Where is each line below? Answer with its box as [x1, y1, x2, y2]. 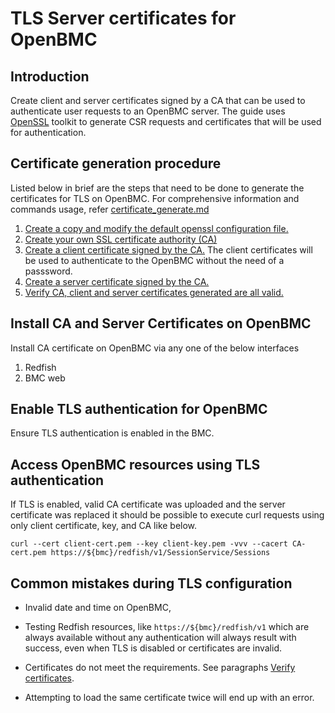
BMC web [24, 372, 66, 384]
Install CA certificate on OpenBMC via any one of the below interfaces [10, 342, 300, 354]
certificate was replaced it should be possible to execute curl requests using [10, 509, 325, 521]
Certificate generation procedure [10, 155, 222, 172]
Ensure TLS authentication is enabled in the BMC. [10, 427, 215, 439]
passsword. [24, 265, 73, 277]
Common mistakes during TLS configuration [10, 575, 293, 592]
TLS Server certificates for [10, 7, 237, 30]
